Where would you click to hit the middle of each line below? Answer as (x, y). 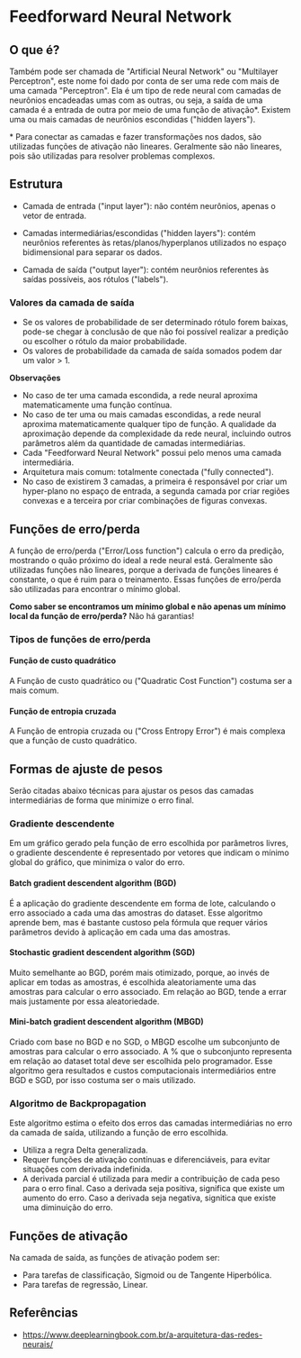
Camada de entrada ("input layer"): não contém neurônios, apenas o (149, 205)
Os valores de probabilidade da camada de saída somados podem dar (152, 351)
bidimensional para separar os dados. (92, 252)
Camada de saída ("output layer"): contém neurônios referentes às (146, 269)
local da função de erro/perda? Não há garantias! (102, 615)
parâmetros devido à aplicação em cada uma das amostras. (120, 932)
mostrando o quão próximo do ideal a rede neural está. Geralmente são (141, 560)
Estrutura (36, 184)
